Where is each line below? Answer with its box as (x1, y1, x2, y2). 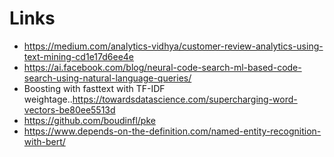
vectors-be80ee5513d (23, 103, 116, 116)
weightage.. (23, 93, 73, 105)
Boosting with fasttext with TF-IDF (23, 82, 166, 94)
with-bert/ (23, 135, 66, 147)
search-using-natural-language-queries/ (23, 72, 192, 84)
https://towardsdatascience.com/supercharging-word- (72, 93, 298, 105)
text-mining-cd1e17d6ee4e (23, 50, 135, 62)
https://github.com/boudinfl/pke (23, 114, 156, 126)
